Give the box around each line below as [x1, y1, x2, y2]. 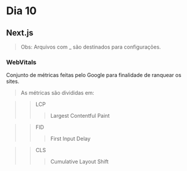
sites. [6, 78, 20, 85]
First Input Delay [50, 135, 91, 143]
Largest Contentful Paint [50, 112, 110, 120]
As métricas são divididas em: [20, 89, 94, 96]
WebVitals [6, 58, 37, 66]
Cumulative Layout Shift [50, 158, 109, 165]
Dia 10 [6, 4, 37, 18]
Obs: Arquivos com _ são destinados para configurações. [20, 43, 161, 50]
